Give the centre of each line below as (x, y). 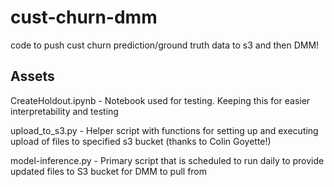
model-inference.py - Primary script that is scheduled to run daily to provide (167, 160)
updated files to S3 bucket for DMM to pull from (109, 171)
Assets (32, 76)
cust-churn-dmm (84, 17)
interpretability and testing (64, 111)
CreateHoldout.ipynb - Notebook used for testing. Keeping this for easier (160, 100)
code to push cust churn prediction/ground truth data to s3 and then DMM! (165, 45)
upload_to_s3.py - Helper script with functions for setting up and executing (164, 130)
